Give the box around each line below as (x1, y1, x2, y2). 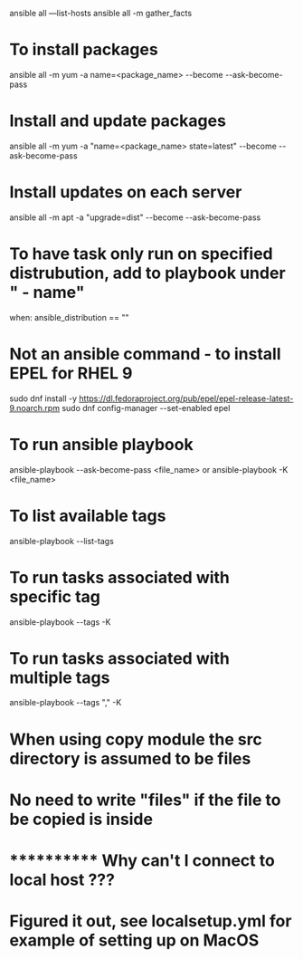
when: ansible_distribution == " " (9, 312, 129, 322)
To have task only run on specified (9, 244, 273, 264)
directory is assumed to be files (9, 748, 251, 769)
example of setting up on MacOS (9, 930, 260, 951)
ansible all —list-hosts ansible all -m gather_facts (9, 8, 193, 18)
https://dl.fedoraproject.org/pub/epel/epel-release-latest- (79, 393, 294, 404)
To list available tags (9, 505, 166, 526)
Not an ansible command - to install (9, 343, 281, 364)
